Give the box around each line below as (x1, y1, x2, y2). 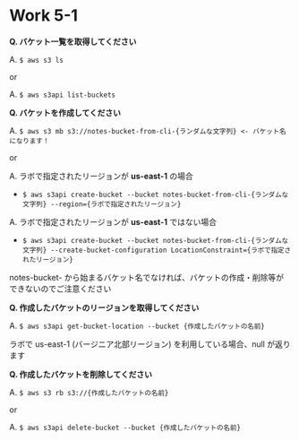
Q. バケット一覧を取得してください (9, 36, 137, 47)
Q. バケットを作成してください (9, 107, 121, 117)
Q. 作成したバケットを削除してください (9, 368, 152, 379)
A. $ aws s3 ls (9, 54, 64, 65)
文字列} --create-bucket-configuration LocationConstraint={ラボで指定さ (21, 246, 292, 255)
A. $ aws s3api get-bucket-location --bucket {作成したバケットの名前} (9, 320, 266, 331)
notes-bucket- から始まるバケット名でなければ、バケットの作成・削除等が (9, 272, 285, 282)
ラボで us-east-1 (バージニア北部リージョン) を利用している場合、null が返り (9, 338, 291, 350)
